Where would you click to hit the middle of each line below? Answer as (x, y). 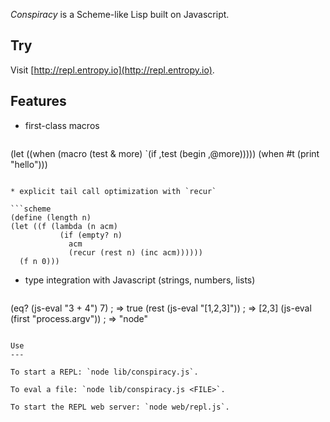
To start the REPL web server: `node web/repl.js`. (120, 407)
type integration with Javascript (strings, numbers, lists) (140, 280)
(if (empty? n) (91, 235)
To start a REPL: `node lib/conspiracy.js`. (104, 372)
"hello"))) (29, 164)
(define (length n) (51, 217)
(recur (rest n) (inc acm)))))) (135, 252)
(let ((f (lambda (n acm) (64, 226)
